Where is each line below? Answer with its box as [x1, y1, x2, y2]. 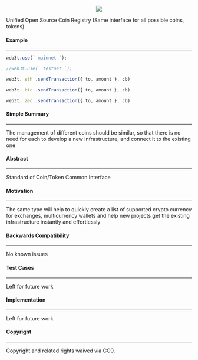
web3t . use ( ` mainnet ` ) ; [6, 55, 67, 61]
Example [6, 36, 28, 44]
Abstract [6, 155, 28, 162]
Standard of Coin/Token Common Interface [6, 174, 111, 181]
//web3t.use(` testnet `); [6, 66, 72, 72]
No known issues [6, 251, 48, 258]
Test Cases [6, 264, 34, 271]
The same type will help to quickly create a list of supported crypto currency [6, 206, 192, 213]
